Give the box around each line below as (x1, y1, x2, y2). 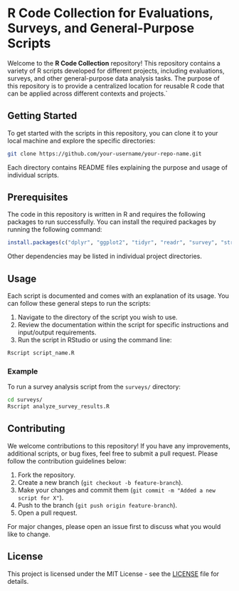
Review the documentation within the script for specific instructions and (17, 321, 229, 329)
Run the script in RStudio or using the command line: (17, 336, 172, 344)
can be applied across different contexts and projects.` (7, 89, 169, 98)
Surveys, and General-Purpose (7, 20, 194, 36)
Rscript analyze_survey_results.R (7, 403, 110, 411)
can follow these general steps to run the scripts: (7, 299, 151, 308)
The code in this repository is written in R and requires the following (7, 210, 206, 219)
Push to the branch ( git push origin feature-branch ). (17, 500, 178, 509)
